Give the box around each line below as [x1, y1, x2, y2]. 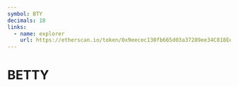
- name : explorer [13, 30, 65, 37]
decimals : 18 [7, 17, 46, 24]
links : [7, 23, 27, 30]
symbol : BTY [7, 10, 42, 18]
